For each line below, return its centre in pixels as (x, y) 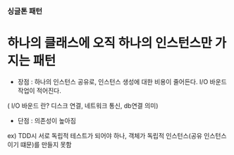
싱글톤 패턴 (25, 11)
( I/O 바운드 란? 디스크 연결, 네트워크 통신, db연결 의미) (83, 105)
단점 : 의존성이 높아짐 (47, 120)
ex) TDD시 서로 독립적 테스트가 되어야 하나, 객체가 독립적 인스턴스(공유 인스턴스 (117, 135)
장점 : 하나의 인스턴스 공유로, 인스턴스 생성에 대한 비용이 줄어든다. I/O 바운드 (122, 81)
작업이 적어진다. (39, 91)
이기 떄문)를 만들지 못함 (39, 144)
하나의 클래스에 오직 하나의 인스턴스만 (110, 43)
